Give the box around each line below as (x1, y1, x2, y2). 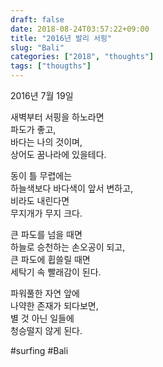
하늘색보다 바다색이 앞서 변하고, (10, 182, 134, 194)
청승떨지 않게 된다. (10, 325, 83, 336)
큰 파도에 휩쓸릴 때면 (10, 254, 91, 265)
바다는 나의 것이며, (10, 136, 83, 148)
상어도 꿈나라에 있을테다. (10, 149, 107, 160)
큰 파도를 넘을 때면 (10, 229, 83, 240)
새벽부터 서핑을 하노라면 (10, 111, 105, 123)
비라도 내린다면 (10, 195, 70, 206)
